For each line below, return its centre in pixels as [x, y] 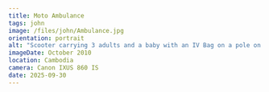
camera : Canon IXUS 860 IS [54, 68]
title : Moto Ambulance [46, 16]
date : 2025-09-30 [37, 75]
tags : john [27, 23]
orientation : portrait [46, 38]
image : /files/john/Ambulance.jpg [66, 30]
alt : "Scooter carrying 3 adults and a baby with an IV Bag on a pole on [135, 46]
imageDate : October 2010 [50, 53]
